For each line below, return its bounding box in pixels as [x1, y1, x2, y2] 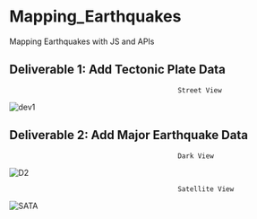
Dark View [177, 151, 215, 161]
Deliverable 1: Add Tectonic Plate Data [9, 62, 226, 77]
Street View [177, 85, 222, 95]
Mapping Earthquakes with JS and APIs [9, 36, 155, 47]
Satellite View [177, 184, 235, 194]
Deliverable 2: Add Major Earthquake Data [9, 127, 249, 143]
